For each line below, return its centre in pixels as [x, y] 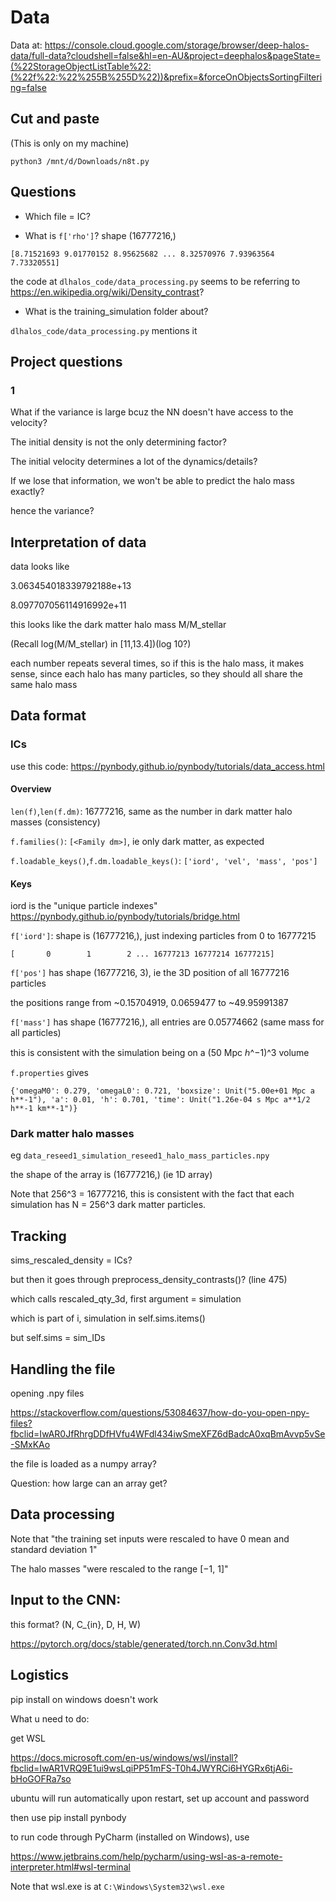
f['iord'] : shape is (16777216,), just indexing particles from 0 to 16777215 [163, 936]
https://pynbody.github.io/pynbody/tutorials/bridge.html [125, 917]
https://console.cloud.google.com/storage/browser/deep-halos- [177, 45]
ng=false [28, 87]
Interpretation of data [78, 542]
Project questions [66, 361]
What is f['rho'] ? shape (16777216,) [100, 235]
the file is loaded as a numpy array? [83, 1464]
